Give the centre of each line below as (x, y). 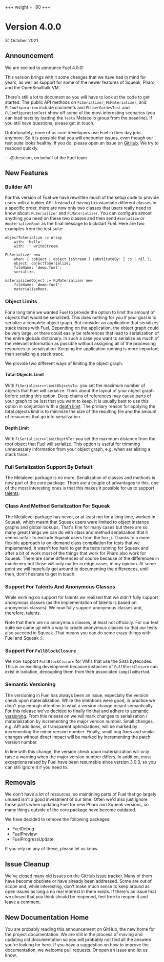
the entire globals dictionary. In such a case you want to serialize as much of (82, 338)
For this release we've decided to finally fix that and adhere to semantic (77, 711)
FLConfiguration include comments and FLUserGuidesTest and (68, 107)
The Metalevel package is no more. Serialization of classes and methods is (80, 478)
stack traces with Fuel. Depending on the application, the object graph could (82, 328)
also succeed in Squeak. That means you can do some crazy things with (78, 633)
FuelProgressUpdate (33, 839)
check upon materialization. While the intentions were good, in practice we (80, 700)
